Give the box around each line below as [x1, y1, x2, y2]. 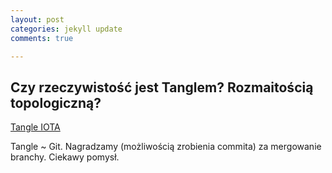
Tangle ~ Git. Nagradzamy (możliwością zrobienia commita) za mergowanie [10, 141, 322, 153]
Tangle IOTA [10, 121, 61, 133]
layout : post [10, 14, 65, 25]
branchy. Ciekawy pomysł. [10, 151, 120, 163]
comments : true [10, 33, 74, 43]
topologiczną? [10, 94, 102, 111]
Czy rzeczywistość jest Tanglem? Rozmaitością [10, 79, 314, 96]
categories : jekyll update [10, 24, 123, 34]
